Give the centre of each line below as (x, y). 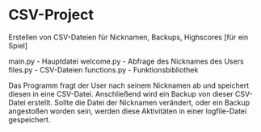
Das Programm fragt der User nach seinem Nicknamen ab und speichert (129, 85)
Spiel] (18, 45)
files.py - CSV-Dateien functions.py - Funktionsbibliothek (103, 69)
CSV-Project (51, 15)
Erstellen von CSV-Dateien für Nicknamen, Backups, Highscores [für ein (128, 37)
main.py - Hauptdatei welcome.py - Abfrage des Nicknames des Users (126, 61)
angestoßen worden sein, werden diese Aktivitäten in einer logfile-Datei (128, 111)
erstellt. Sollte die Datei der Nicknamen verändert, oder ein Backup (139, 102)
